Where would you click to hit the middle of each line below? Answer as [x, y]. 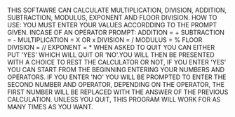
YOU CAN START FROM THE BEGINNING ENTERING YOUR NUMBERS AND [116, 70]
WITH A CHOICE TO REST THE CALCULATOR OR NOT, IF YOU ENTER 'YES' [117, 62]
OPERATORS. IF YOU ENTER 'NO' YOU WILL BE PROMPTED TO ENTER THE [117, 77]
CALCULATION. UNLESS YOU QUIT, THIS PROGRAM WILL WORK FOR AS [114, 99]
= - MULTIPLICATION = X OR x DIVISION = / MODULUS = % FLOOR [105, 40]
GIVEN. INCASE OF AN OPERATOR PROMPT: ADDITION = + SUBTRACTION [116, 32]
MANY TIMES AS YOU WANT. [50, 107]
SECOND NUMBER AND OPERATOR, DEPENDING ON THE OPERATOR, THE [116, 84]
